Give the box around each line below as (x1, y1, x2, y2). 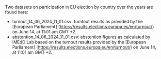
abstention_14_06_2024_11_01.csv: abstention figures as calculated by (12, 34, 150, 40)
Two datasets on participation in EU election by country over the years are (5, 4, 154, 10)
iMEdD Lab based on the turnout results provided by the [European (12, 39, 146, 45)
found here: (5, 9, 28, 15)
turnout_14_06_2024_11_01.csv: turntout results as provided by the (12, 19, 143, 24)
